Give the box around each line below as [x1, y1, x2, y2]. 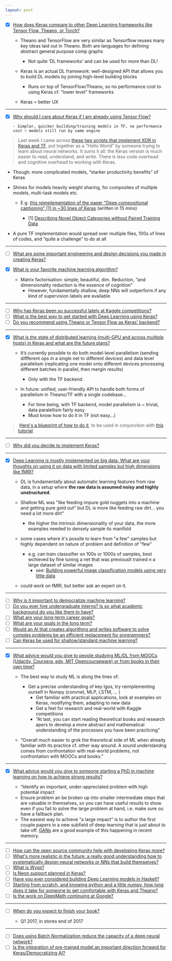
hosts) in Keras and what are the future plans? [12, 340, 110, 346]
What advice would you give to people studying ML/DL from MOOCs [12, 652, 158, 658]
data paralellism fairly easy [28, 407, 85, 413]
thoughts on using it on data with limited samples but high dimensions [12, 463, 160, 469]
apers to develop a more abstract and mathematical [35, 721, 145, 727]
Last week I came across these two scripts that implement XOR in [17, 137, 156, 143]
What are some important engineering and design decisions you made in [12, 250, 166, 257]
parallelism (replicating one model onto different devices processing [20, 361, 164, 367]
